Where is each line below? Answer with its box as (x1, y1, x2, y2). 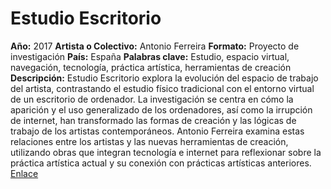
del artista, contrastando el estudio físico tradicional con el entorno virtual (10, 82, 315, 94)
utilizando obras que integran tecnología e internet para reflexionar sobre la (10, 146, 322, 158)
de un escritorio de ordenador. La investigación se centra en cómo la (10, 93, 294, 105)
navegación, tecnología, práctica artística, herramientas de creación (10, 61, 292, 73)
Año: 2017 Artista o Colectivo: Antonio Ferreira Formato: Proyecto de (10, 40, 300, 52)
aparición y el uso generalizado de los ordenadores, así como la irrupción (10, 103, 313, 116)
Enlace (10, 167, 39, 179)
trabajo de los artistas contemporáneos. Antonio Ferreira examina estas (10, 125, 305, 137)
